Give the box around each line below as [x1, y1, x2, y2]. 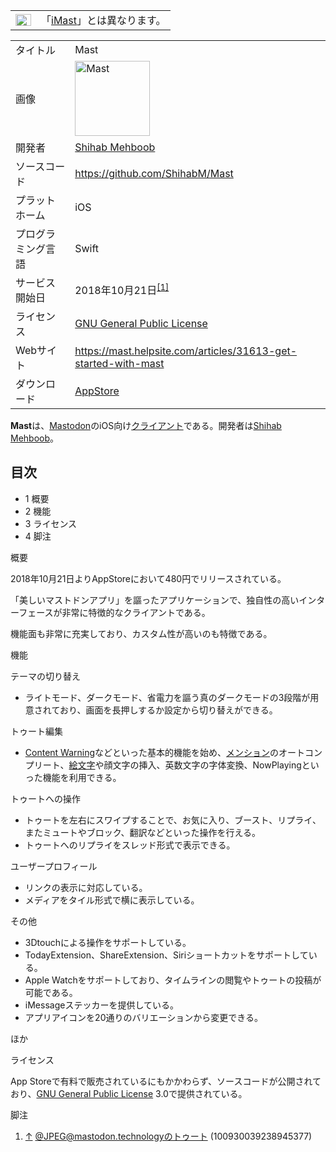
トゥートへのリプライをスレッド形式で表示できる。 [24, 839, 236, 851]
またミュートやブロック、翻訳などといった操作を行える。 [24, 826, 262, 838]
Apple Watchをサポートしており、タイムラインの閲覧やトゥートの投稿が [24, 974, 322, 986]
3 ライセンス [24, 517, 78, 529]
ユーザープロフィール [10, 860, 98, 872]
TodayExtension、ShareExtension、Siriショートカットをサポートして [24, 949, 309, 961]
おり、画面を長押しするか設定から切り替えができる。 [59, 704, 278, 716]
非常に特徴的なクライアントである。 [61, 606, 211, 618]
